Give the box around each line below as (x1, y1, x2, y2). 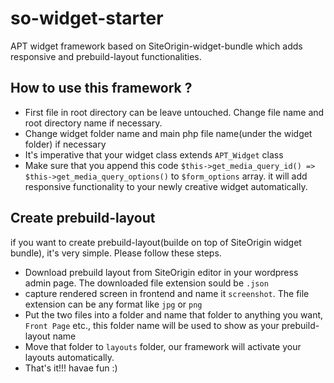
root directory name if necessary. (24, 117, 163, 129)
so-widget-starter (10, 7, 164, 30)
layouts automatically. (24, 351, 115, 363)
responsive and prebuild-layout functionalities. (10, 50, 202, 62)
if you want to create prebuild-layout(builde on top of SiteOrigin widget (10, 236, 302, 248)
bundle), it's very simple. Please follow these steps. (10, 247, 222, 259)
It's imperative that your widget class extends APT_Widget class (24, 148, 284, 161)
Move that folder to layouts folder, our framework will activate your (24, 340, 302, 352)
